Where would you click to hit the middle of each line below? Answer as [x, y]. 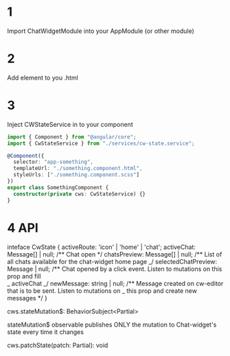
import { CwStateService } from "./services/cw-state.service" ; [101, 143]
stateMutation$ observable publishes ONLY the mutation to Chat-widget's [112, 324]
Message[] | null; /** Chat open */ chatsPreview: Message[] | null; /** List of [115, 254]
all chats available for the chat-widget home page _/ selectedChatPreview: [112, 261]
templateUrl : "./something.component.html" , [78, 169]
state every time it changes [46, 332]
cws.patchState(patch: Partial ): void [58, 345]
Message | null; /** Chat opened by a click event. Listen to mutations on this [115, 269]
